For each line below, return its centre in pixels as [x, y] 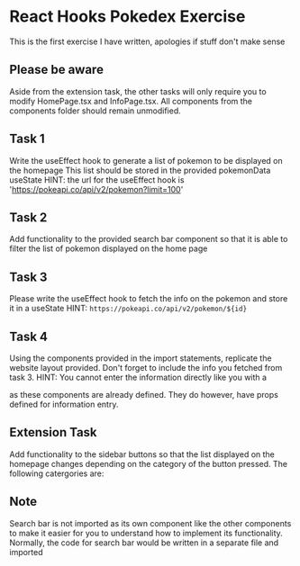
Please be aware [56, 70]
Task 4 [28, 336]
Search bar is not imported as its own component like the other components [150, 523]
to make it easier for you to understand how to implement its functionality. [146, 533]
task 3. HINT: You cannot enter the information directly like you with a [138, 377]
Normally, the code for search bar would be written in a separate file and [144, 543]
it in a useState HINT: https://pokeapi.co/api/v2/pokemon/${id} [128, 309]
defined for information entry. [64, 404]
